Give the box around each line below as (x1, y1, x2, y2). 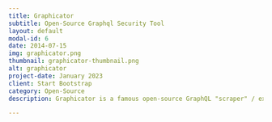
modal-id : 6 (8, 34, 49, 43)
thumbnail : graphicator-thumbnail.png (8, 57, 139, 65)
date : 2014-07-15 (8, 42, 67, 50)
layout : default (8, 27, 63, 35)
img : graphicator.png (8, 49, 82, 57)
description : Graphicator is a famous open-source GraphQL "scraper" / (8, 95, 255, 103)
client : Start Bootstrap (8, 79, 92, 87)
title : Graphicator (8, 11, 74, 20)
